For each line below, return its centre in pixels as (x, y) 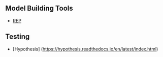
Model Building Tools (39, 8)
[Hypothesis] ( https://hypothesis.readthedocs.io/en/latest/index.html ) (85, 49)
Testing (18, 37)
